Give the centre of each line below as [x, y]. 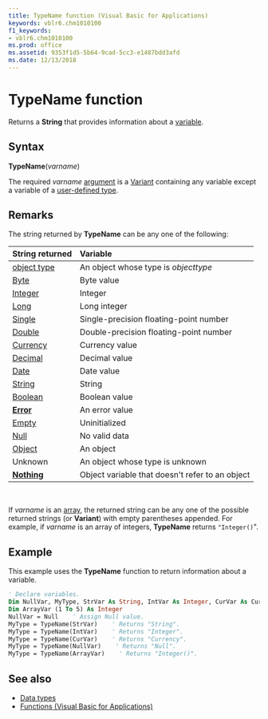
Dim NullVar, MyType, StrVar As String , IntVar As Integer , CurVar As [128, 602]
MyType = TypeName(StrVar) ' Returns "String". [94, 624]
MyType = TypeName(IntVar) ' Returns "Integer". [96, 631]
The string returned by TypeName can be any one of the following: [118, 234]
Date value [100, 371]
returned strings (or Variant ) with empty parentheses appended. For [120, 519]
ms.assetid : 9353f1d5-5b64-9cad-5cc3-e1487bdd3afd [94, 53]
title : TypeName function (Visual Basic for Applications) [108, 16]
